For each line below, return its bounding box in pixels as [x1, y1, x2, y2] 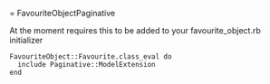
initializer [9, 35, 43, 45]
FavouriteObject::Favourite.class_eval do [9, 52, 172, 61]
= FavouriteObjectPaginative [9, 8, 116, 18]
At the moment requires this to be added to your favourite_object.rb [9, 25, 261, 35]
